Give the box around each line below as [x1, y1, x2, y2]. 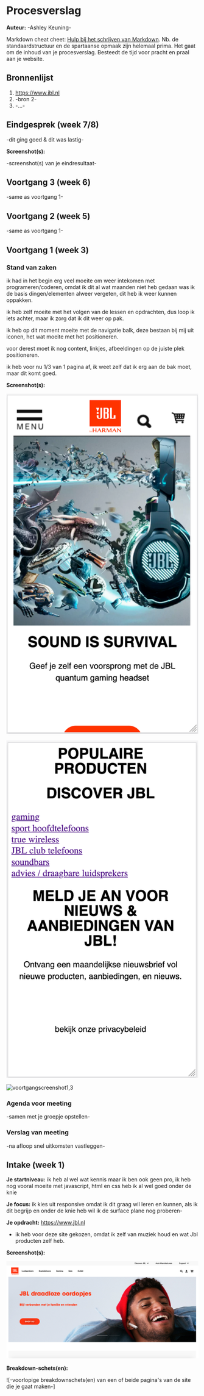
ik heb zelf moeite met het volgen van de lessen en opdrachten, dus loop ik [6, 308, 195, 315]
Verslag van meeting [6, 1128, 69, 1137]
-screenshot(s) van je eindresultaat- [6, 159, 97, 166]
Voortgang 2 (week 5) [6, 211, 91, 221]
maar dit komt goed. [6, 370, 57, 377]
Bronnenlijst [6, 73, 54, 83]
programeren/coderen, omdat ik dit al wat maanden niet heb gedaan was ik [6, 283, 195, 290]
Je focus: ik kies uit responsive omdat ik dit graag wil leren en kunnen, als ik [6, 1201, 198, 1208]
